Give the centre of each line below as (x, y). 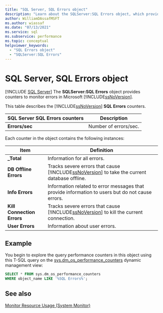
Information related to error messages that (96, 186)
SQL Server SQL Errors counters (46, 118)
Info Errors (20, 193)
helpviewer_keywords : (27, 45)
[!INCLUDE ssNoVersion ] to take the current (97, 172)
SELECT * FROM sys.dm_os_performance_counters (53, 274)
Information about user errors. (82, 226)
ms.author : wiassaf (25, 23)
